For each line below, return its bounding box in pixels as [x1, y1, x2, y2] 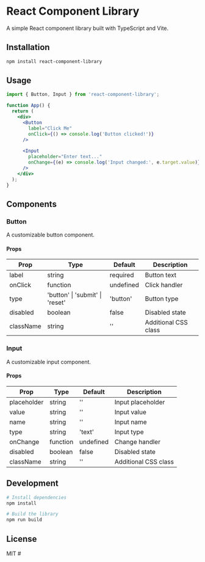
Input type [114, 428, 144, 436]
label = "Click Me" [28, 125, 72, 131]
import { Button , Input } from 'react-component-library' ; [6, 92, 160, 98]
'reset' [47, 298, 66, 307]
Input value [114, 407, 146, 416]
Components [6, 199, 57, 209]
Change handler [114, 437, 160, 446]
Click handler [145, 281, 183, 290]
